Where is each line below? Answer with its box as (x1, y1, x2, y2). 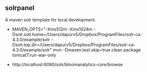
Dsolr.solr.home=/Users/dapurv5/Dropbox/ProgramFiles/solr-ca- (12, 31, 143, 37)
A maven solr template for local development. (5, 17, 96, 22)
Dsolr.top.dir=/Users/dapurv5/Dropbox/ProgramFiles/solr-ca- (12, 41, 136, 48)
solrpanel (5, 4, 35, 12)
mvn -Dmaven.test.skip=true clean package (53, 47, 141, 53)
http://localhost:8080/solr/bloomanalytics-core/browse (12, 61, 123, 67)
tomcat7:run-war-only (12, 52, 56, 58)
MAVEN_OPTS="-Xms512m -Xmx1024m (12, 26, 92, 32)
